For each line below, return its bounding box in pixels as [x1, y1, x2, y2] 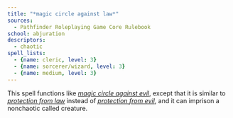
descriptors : [7, 37, 46, 44]
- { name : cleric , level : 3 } [13, 57, 97, 64]
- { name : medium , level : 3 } [13, 69, 97, 76]
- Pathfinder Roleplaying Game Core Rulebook [13, 23, 151, 30]
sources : [7, 17, 33, 24]
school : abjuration [7, 30, 65, 37]
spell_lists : [7, 50, 46, 57]
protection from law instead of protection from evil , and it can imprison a [7, 96, 220, 105]
